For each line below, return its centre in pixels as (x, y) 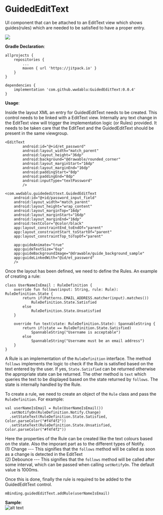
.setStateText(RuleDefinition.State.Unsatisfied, (61, 425)
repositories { (29, 60)
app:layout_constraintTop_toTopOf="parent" (59, 236)
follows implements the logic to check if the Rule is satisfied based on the (79, 363)
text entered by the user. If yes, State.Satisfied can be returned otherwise (80, 369)
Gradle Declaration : (25, 46)
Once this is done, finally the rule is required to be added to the (68, 479)
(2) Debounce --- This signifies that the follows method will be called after (80, 459)
